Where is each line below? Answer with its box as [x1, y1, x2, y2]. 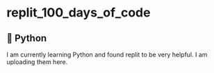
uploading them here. [6, 58, 68, 66]
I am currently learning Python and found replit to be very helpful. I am [6, 50, 208, 59]
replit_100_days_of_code [6, 5, 151, 21]
